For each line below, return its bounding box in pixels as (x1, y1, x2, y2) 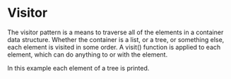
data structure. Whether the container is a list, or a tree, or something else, (7, 35, 225, 43)
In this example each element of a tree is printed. (7, 64, 150, 72)
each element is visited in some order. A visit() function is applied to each (7, 43, 221, 51)
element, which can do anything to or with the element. (7, 50, 168, 59)
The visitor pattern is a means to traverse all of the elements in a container (7, 28, 224, 36)
